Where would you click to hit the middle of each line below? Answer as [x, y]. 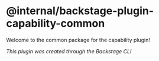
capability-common [56, 23]
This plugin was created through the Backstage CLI [69, 51]
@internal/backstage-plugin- [80, 11]
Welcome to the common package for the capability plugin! [78, 40]
